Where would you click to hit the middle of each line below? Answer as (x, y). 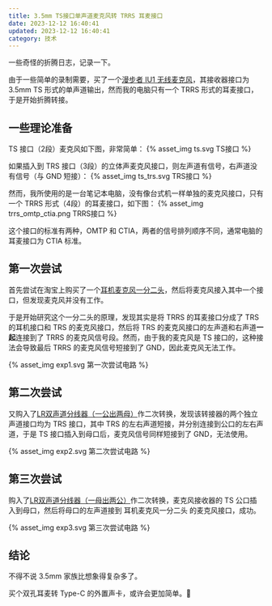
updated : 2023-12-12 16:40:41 (59, 31)
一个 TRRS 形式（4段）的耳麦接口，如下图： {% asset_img (106, 204)
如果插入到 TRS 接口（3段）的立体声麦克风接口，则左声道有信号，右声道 (130, 166)
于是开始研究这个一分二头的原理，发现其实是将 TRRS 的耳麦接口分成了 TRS (134, 317)
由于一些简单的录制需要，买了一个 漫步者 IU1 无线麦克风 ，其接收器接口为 (129, 80)
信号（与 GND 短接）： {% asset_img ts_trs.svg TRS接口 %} (113, 176)
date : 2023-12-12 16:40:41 (54, 23)
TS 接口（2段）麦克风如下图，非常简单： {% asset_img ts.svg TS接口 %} (130, 149)
